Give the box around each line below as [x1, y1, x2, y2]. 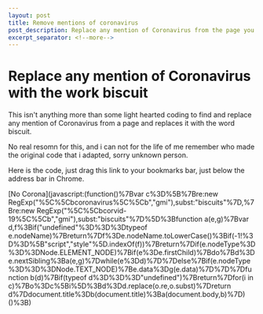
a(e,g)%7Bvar [203, 214, 250, 224]
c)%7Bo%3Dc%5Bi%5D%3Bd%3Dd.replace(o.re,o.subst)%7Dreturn [8, 281, 232, 291]
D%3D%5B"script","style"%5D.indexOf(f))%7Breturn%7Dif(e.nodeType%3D [8, 239, 256, 249]
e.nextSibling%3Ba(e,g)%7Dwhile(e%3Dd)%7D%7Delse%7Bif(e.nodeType [8, 257, 251, 266]
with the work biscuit [8, 84, 148, 102]
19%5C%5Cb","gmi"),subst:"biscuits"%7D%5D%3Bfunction [8, 214, 203, 224]
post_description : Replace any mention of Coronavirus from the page [8, 26, 241, 34]
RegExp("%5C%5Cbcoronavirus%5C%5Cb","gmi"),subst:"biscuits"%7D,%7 [8, 198, 255, 207]
